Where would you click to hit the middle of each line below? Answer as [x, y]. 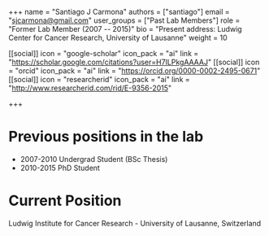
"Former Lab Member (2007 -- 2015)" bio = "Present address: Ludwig [125, 29]
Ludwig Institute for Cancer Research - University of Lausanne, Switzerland [135, 223]
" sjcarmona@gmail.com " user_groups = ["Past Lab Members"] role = [124, 20]
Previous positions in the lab [106, 137]
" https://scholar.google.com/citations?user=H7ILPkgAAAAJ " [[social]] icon [134, 62]
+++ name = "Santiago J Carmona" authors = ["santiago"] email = [119, 12]
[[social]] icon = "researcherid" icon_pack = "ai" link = [100, 79]
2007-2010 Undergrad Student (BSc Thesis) [94, 159]
